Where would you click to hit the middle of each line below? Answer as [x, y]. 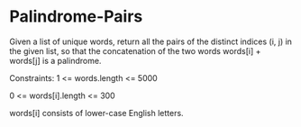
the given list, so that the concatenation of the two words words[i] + [135, 50]
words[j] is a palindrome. [55, 60]
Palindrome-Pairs [76, 17]
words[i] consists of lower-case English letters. [96, 113]
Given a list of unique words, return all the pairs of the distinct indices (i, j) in [151, 41]
